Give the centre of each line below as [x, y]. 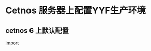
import [12, 43]
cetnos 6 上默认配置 [37, 31]
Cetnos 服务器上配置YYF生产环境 [75, 10]
